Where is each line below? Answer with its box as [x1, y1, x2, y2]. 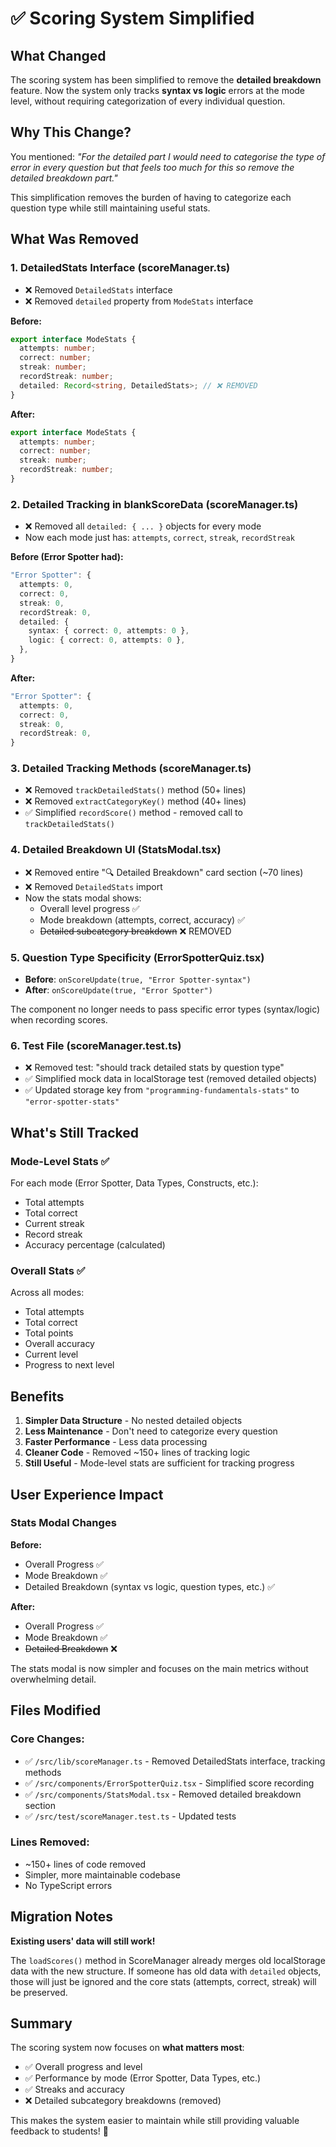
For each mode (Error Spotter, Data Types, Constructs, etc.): [10, 1177, 259, 1189]
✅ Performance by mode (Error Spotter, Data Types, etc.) [24, 2072, 262, 2084]
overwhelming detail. [10, 1673, 97, 1685]
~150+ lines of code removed [24, 1858, 147, 1870]
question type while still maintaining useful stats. [10, 202, 211, 214]
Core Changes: [10, 1732, 85, 1746]
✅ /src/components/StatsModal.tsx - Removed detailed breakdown [24, 1788, 302, 1800]
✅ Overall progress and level [24, 2061, 143, 2073]
